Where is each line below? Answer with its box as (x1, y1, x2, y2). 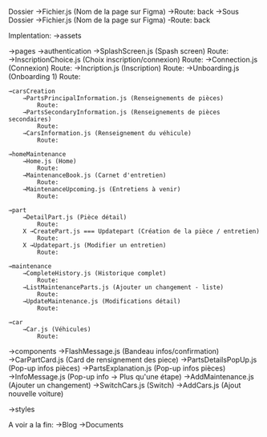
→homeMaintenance (8, 150, 67, 158)
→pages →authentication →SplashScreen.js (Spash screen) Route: (8, 46, 229, 55)
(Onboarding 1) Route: (8, 72, 81, 81)
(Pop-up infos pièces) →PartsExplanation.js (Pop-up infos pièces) (8, 363, 226, 373)
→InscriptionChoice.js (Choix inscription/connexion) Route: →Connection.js (8, 55, 258, 64)
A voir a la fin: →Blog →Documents (8, 420, 124, 429)
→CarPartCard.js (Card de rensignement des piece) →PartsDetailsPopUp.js (8, 355, 257, 364)
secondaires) (8, 115, 52, 123)
